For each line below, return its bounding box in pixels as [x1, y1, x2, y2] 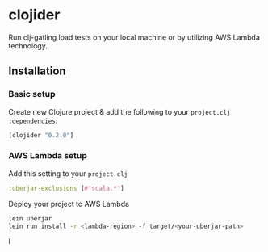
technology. [8, 40, 48, 50]
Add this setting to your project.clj [8, 168, 128, 178]
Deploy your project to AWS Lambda [8, 199, 130, 208]
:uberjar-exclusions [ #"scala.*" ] [8, 184, 125, 192]
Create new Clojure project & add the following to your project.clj [8, 107, 232, 116]
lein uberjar [8, 214, 52, 223]
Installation [8, 65, 66, 78]
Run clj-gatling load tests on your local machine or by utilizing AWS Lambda [8, 32, 261, 42]
